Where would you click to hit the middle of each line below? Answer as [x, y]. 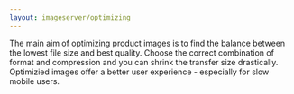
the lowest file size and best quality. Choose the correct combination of [142, 52]
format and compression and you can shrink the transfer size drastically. [144, 62]
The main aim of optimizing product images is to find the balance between [147, 43]
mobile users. [35, 81]
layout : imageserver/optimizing [70, 17]
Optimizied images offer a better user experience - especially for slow [139, 72]
